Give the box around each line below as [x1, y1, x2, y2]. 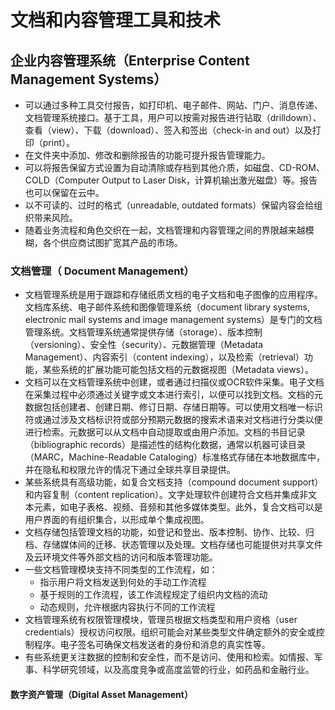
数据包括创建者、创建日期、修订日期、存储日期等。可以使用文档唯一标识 [24, 401, 323, 413]
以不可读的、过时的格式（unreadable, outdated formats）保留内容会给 [24, 199, 315, 211]
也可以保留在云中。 [24, 187, 105, 198]
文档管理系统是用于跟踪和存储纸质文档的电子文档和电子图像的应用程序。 [24, 289, 323, 301]
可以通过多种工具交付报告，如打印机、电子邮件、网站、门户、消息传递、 [24, 99, 323, 111]
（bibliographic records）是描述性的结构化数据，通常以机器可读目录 [24, 439, 306, 451]
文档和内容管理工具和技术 [10, 9, 222, 32]
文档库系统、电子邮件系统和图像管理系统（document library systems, [24, 301, 310, 313]
